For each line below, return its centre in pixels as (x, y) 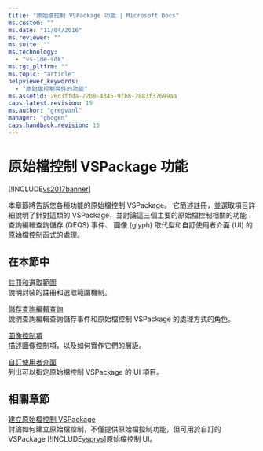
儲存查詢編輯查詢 (36, 309)
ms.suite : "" (29, 45)
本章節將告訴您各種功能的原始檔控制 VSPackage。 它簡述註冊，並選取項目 (128, 205)
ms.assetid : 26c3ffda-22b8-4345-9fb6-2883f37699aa (93, 96)
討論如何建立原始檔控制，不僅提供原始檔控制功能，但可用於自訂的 (115, 429)
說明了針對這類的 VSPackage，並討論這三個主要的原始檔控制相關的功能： (134, 215)
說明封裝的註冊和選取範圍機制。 (60, 292)
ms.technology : (33, 52)
